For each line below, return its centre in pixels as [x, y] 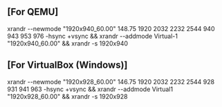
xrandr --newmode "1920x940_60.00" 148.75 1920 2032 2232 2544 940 [111, 28]
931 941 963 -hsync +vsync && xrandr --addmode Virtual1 [90, 89]
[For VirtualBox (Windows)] [67, 65]
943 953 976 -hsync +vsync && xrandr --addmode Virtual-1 [93, 36]
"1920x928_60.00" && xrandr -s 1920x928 [67, 96]
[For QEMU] [33, 12]
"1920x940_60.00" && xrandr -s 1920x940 [68, 43]
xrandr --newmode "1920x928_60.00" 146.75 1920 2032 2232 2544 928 [111, 81]
